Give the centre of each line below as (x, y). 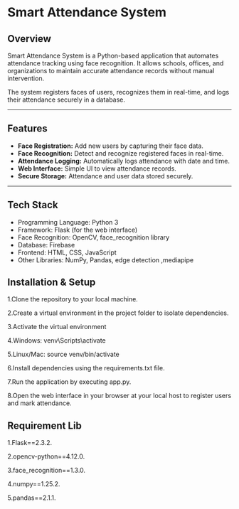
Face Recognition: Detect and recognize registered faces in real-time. (121, 153)
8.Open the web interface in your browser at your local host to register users (119, 396)
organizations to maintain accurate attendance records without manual (111, 71)
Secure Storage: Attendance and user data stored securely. (105, 176)
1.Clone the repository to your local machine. (73, 299)
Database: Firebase (46, 245)
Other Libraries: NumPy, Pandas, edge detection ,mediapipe (106, 259)
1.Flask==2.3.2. (30, 443)
